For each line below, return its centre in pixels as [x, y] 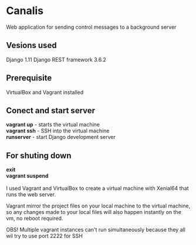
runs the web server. [31, 195]
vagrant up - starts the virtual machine [53, 125]
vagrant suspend [27, 176]
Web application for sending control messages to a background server [91, 27]
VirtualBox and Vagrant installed [45, 92]
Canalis [25, 11]
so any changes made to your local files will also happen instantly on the [94, 212]
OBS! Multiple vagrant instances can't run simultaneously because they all [96, 230]
